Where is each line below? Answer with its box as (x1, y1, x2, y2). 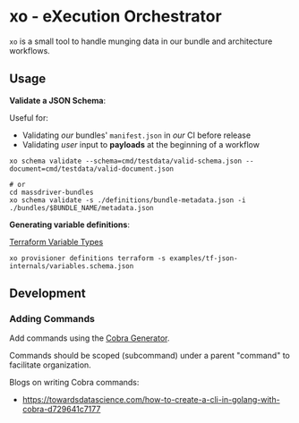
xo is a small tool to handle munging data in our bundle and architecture (9, 36, 273, 47)
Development (9, 286, 87, 301)
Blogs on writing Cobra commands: (9, 377, 140, 388)
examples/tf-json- (169, 253, 239, 263)
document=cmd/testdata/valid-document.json (9, 164, 175, 173)
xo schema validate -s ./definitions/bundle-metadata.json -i (9, 195, 246, 205)
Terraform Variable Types (9, 236, 104, 247)
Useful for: (9, 112, 49, 123)
